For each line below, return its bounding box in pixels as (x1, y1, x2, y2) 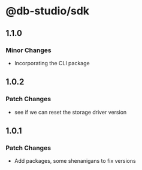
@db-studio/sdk (5, 4, 90, 18)
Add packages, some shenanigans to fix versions (14, 157, 136, 165)
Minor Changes (5, 46, 52, 54)
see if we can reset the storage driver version (14, 108, 127, 116)
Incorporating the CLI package (14, 59, 90, 66)
